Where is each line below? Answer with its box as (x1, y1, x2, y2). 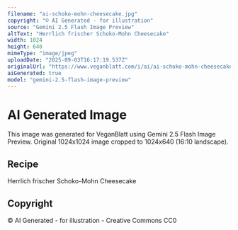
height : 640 (7, 43, 42, 50)
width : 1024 (7, 37, 42, 44)
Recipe (7, 158, 39, 170)
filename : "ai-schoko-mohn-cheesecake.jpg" (7, 10, 138, 18)
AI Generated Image (7, 107, 127, 122)
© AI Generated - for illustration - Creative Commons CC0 (7, 216, 177, 224)
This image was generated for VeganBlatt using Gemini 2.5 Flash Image (7, 130, 216, 139)
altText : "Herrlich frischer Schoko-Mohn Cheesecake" (7, 30, 170, 38)
